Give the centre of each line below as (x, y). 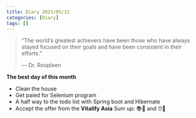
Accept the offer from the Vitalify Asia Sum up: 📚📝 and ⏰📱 (90, 109)
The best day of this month (41, 77)
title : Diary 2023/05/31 (38, 12)
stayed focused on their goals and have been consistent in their (102, 47)
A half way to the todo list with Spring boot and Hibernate (88, 102)
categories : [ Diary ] (33, 18)
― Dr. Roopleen (41, 65)
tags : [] (17, 23)
